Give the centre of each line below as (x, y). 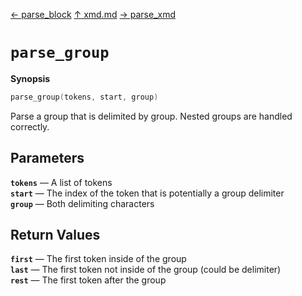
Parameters (47, 158)
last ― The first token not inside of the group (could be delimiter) (146, 270)
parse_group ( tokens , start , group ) (84, 97)
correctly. (30, 126)
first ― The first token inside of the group (98, 259)
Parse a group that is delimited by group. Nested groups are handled (151, 116)
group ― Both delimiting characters (82, 203)
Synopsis (30, 78)
